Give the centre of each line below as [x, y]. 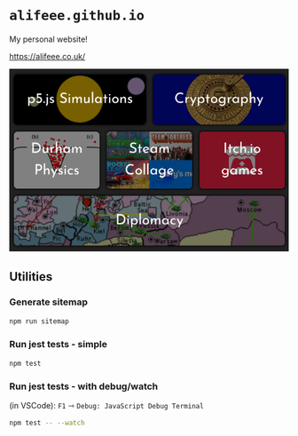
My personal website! [49, 39]
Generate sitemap [49, 302]
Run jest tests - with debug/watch [84, 386]
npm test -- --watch [47, 423]
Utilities [31, 277]
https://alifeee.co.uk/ [47, 56]
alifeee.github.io [77, 16]
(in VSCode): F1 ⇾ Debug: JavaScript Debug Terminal [106, 406]
